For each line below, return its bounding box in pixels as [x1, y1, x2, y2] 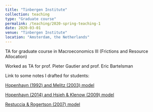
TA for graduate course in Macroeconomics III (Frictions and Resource [5, 48, 149, 54]
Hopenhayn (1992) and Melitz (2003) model [5, 82, 95, 88]
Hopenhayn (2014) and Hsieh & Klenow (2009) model [5, 92, 114, 98]
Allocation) [5, 53, 27, 59]
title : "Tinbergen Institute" [5, 7, 68, 12]
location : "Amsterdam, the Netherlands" [5, 35, 90, 40]
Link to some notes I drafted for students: [5, 73, 90, 78]
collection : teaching [5, 12, 50, 17]
